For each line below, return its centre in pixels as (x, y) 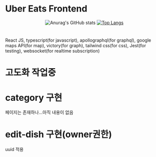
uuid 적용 (15, 149)
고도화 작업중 (31, 73)
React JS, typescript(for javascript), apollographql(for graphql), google (78, 40)
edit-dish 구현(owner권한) (59, 135)
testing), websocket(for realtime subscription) (53, 51)
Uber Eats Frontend (46, 9)
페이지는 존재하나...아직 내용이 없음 (39, 112)
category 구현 (34, 98)
